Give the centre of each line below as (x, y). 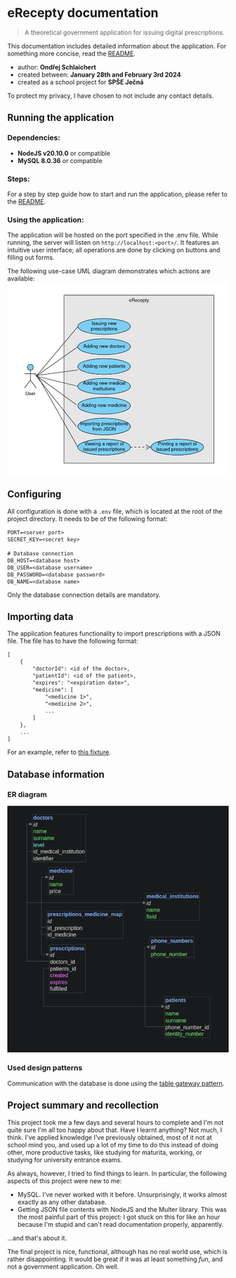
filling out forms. (31, 257)
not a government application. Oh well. (63, 1266)
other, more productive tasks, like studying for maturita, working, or (105, 1152)
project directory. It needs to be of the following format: (87, 519)
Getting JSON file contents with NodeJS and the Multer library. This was (122, 1209)
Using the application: (46, 219)
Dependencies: (34, 138)
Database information (56, 774)
